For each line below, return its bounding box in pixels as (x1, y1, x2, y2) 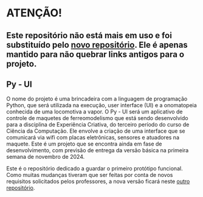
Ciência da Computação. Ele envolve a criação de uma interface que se (6, 127, 185, 135)
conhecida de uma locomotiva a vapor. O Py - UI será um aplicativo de (6, 108, 183, 115)
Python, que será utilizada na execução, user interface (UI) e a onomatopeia (6, 102, 198, 109)
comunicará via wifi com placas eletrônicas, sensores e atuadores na (6, 134, 180, 141)
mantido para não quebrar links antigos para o (6, 49, 184, 59)
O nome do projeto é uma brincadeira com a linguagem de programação (6, 95, 188, 102)
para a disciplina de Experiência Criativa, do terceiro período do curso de (6, 121, 190, 129)
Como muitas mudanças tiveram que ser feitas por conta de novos (6, 172, 173, 179)
